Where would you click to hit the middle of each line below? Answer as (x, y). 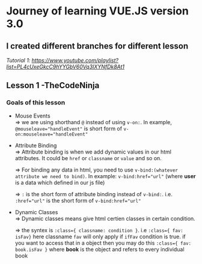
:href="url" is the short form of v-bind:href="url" (78, 200)
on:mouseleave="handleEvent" (51, 134)
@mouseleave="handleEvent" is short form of (68, 128)
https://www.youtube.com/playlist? (75, 60)
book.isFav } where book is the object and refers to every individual (99, 249)
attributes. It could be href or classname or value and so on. (88, 158)
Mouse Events (32, 116)
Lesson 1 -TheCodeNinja (53, 85)
